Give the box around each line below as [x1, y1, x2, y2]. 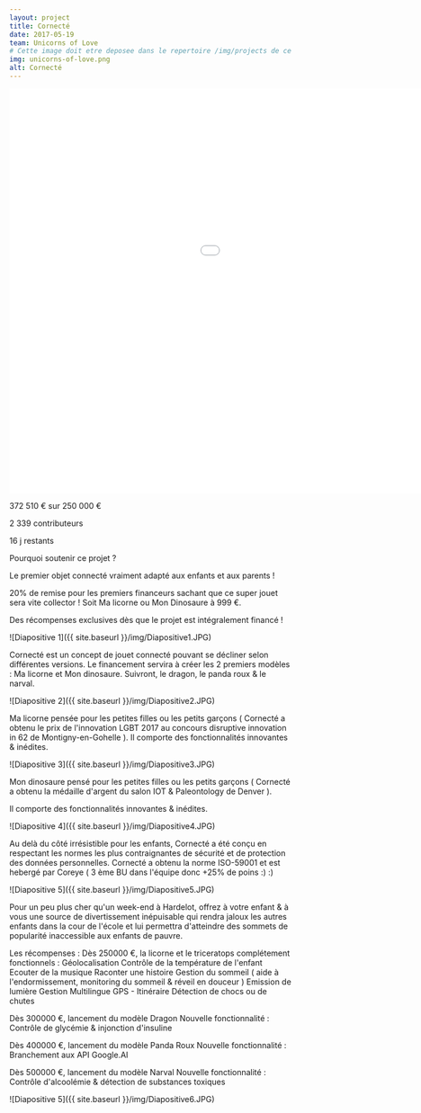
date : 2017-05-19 [9, 30, 75, 39]
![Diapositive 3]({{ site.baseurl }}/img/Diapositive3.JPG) [9, 759, 216, 770]
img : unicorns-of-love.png [9, 55, 111, 64]
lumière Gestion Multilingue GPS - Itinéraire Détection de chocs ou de [9, 985, 267, 996]
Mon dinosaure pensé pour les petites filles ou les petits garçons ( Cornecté [9, 776, 291, 787]
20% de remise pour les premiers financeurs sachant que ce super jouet [9, 587, 279, 598]
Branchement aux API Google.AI [9, 1049, 129, 1060]
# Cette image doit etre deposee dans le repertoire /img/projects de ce [9, 47, 292, 56]
